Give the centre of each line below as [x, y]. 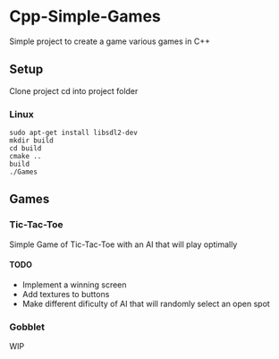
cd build [25, 149]
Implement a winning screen [74, 285]
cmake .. [25, 157]
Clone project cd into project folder [74, 90]
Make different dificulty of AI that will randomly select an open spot [146, 303]
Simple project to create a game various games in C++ [110, 41]
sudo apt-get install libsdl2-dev [74, 133]
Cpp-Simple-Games [85, 17]
